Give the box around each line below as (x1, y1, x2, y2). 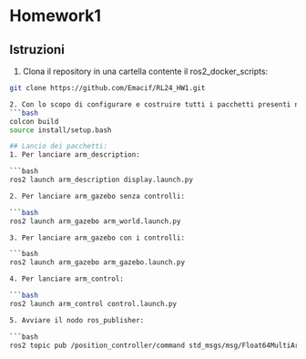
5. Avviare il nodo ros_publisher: (9, 315, 145, 324)
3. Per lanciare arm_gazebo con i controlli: (9, 233, 185, 242)
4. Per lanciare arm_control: (9, 274, 125, 283)
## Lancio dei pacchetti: (9, 142, 107, 151)
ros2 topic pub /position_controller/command (9, 341, 185, 350)
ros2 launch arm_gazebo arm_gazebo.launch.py (9, 258, 185, 267)
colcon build (9, 117, 59, 126)
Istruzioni (9, 42, 66, 57)
